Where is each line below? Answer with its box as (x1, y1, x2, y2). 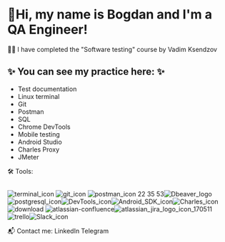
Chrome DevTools (17, 122, 71, 131)
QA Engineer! (7, 21, 88, 38)
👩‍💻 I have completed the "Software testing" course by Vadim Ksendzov (7, 45, 218, 53)
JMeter (17, 152, 39, 161)
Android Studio (17, 137, 62, 146)
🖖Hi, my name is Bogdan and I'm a (7, 6, 213, 23)
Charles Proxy (17, 145, 60, 154)
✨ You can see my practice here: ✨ (7, 65, 165, 78)
